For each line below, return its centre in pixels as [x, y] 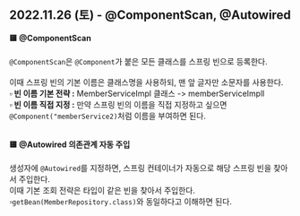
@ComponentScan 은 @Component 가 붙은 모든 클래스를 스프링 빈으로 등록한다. [139, 61]
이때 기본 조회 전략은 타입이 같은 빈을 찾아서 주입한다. [102, 190]
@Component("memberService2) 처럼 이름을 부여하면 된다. [107, 116]
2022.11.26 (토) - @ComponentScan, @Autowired [150, 15]
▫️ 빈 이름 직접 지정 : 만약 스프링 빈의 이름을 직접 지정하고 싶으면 [118, 104]
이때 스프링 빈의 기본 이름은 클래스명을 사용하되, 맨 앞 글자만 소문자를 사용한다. [146, 82]
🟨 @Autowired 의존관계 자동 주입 [70, 144]
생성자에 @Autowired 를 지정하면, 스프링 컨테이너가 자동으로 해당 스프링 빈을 [140, 168]
